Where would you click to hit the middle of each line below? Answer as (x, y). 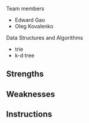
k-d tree (24, 55)
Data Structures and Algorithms (44, 38)
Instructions (29, 114)
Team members (25, 9)
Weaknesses (31, 94)
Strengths (25, 74)
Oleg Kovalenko (34, 26)
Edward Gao (30, 20)
